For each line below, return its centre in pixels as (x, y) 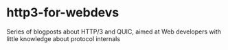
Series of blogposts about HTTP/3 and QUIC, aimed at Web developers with (114, 32)
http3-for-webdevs (63, 13)
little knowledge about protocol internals (64, 38)
